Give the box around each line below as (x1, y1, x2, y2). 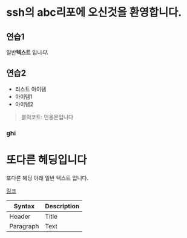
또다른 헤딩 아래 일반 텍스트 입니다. (6, 174, 89, 182)
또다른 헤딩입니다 (6, 153, 87, 167)
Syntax (13, 202, 35, 210)
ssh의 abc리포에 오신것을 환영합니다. (6, 5, 182, 19)
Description (45, 202, 80, 210)
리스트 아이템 (15, 85, 47, 93)
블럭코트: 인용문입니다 (21, 113, 74, 121)
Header (9, 212, 31, 220)
